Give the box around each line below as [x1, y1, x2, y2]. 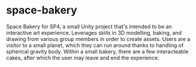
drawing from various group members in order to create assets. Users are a [6, 35, 191, 42]
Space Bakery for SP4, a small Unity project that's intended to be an [6, 23, 172, 30]
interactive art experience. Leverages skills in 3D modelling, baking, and [6, 29, 182, 36]
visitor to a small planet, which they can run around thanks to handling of [6, 42, 184, 49]
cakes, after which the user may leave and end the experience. [6, 54, 160, 61]
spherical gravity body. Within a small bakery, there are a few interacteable [6, 48, 189, 55]
